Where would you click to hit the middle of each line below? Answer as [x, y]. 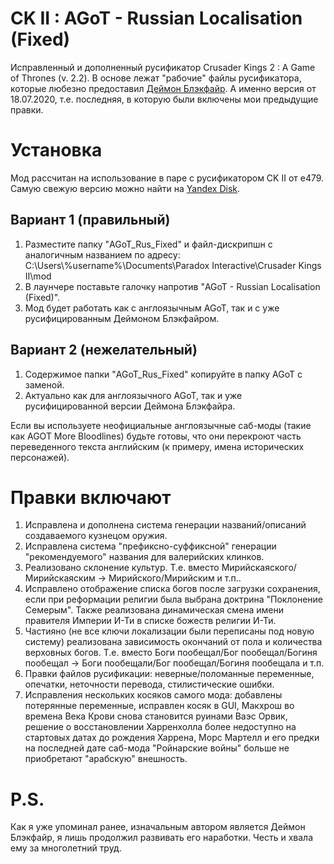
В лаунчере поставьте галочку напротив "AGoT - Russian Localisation [172, 286]
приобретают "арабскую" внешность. [106, 759]
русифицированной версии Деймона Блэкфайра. [130, 406]
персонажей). [40, 457]
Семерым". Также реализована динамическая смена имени [154, 610]
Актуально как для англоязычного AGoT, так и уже [133, 395]
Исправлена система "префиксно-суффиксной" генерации [150, 546]
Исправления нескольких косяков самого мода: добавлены [153, 695]
